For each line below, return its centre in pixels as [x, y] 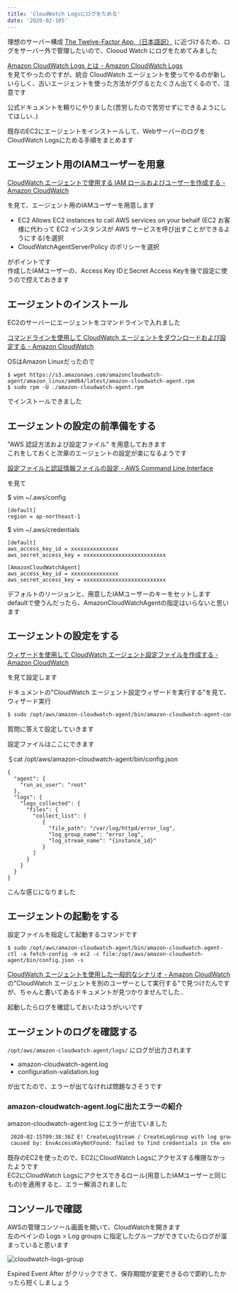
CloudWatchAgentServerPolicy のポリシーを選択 [89, 247]
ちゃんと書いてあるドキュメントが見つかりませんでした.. [102, 992]
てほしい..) [23, 116]
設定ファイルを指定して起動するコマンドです [73, 935]
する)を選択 [47, 238]
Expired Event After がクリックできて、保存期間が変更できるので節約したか [117, 1274]
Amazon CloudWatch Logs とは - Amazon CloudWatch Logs [95, 65]
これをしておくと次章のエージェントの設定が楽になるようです [97, 453]
